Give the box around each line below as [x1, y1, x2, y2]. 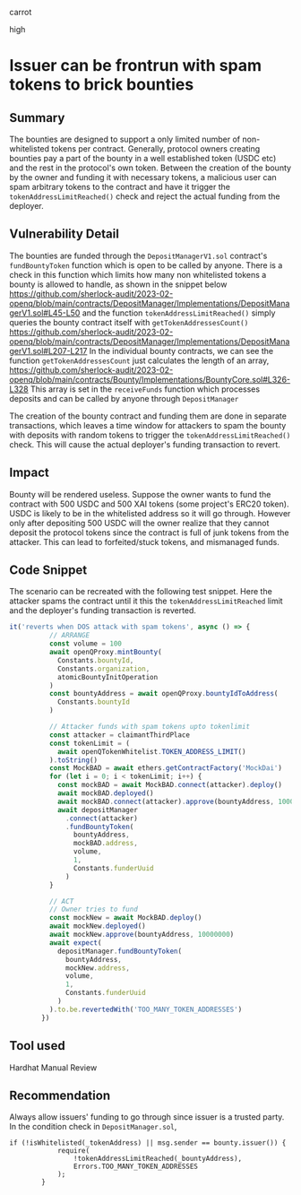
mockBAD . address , [73, 839, 139, 848]
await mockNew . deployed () [48, 922, 146, 931]
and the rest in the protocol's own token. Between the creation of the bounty [9, 162, 292, 173]
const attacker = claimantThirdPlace [48, 730, 191, 740]
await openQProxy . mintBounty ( [48, 648, 163, 657]
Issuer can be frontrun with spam [9, 56, 262, 76]
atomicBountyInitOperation [56, 672, 159, 681]
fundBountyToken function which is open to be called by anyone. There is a [9, 259, 283, 271]
